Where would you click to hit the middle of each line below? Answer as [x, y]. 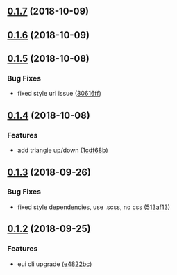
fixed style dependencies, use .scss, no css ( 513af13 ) [94, 207]
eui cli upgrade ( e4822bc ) [54, 264]
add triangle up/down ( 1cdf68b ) [63, 150]
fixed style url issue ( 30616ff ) [59, 94]
